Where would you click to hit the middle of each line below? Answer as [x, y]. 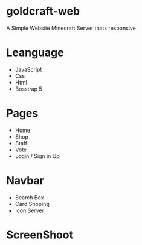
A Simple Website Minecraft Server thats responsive [71, 28]
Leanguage [35, 53]
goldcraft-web [43, 11]
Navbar [25, 181]
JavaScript [28, 69]
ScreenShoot [40, 235]
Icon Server [29, 210]
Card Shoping [32, 204]
